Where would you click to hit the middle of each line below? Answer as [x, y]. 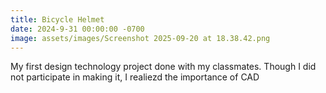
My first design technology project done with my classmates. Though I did [163, 67]
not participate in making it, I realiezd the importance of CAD [135, 77]
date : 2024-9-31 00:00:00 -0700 [77, 29]
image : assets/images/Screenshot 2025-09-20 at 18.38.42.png [140, 38]
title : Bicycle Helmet [57, 19]
